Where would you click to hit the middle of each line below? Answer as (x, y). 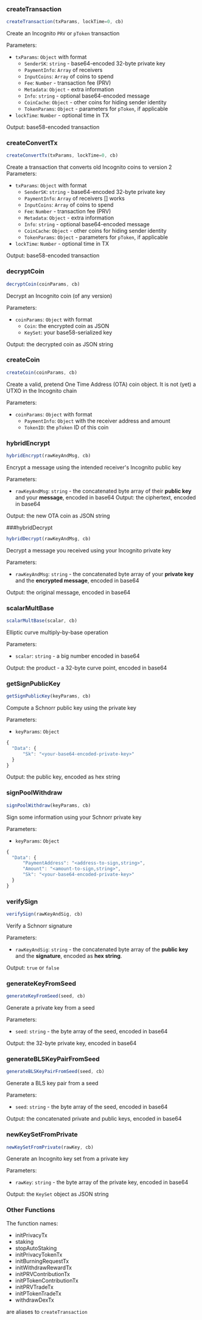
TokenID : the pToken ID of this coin (66, 427)
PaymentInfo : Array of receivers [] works (74, 198)
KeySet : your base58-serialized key (68, 332)
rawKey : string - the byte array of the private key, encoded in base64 (102, 1182)
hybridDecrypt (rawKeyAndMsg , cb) (49, 538)
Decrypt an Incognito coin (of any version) (59, 296)
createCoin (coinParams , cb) (42, 373)
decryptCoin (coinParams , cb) (43, 284)
